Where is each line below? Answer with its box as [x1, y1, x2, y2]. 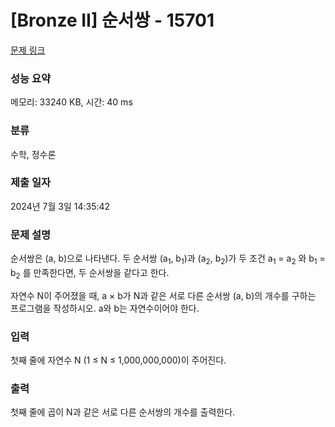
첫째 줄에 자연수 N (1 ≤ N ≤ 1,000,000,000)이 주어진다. [10, 354, 227, 366]
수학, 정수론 [10, 148, 57, 160]
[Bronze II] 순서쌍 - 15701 [10, 9, 215, 32]
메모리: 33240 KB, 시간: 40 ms [10, 96, 133, 108]
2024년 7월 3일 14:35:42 [10, 200, 111, 212]
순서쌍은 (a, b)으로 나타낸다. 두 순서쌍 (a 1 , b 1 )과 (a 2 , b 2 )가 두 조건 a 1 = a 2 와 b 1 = [10, 252, 326, 266]
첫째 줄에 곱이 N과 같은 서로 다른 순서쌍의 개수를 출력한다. [10, 406, 236, 418]
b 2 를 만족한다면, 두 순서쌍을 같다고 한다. [10, 266, 170, 281]
